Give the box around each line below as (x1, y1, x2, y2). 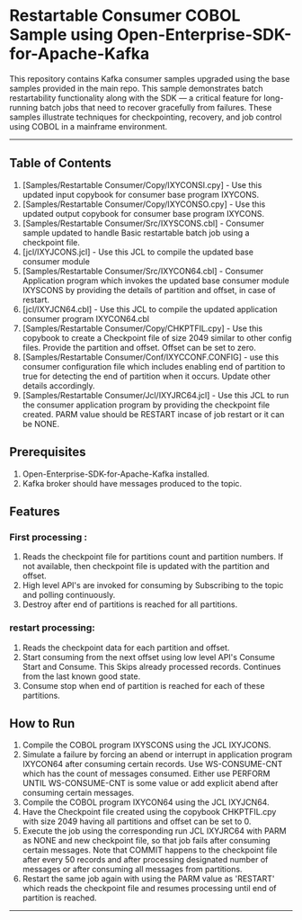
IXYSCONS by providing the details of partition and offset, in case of (22, 284, 276, 295)
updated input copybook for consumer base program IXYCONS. (22, 189, 259, 200)
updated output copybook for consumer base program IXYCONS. (22, 208, 265, 219)
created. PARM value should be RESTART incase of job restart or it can (22, 408, 285, 419)
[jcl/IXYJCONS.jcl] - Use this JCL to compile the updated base (22, 246, 254, 257)
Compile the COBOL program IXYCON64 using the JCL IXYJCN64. (22, 797, 270, 808)
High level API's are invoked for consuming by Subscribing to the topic (22, 580, 284, 591)
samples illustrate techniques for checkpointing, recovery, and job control (9, 112, 282, 122)
